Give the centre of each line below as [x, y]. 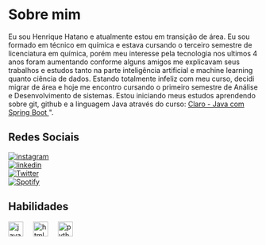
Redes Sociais [44, 138]
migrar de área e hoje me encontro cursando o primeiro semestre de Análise [133, 87]
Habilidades [39, 207]
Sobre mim [44, 15]
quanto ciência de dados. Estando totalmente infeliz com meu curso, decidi [131, 78]
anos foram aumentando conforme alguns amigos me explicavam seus [124, 62]
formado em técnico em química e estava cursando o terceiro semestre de [130, 44]
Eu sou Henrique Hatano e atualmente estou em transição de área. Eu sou [129, 36]
